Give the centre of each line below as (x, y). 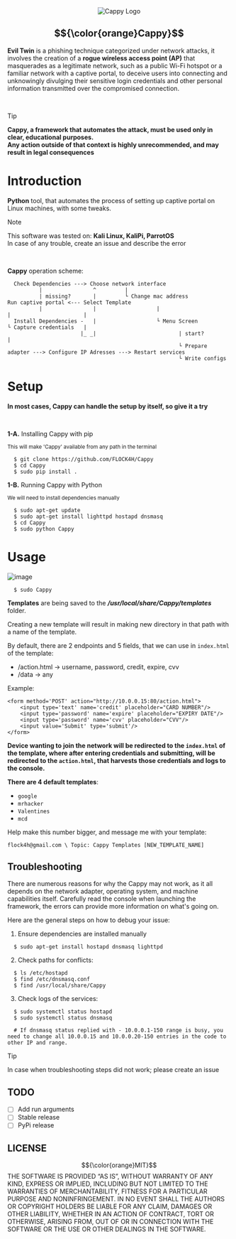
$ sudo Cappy (33, 590)
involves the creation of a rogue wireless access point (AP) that (101, 58)
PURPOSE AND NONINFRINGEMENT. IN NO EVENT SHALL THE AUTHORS (116, 1199)
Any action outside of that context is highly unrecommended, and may (113, 144)
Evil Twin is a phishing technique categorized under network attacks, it (111, 50)
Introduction (45, 181)
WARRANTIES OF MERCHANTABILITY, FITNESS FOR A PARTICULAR (107, 1191)
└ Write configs (202, 358)
